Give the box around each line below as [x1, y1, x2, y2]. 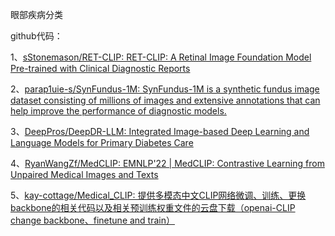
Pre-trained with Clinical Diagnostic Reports [10, 63, 191, 74]
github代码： [10, 30, 63, 42]
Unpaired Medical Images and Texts [10, 169, 159, 180]
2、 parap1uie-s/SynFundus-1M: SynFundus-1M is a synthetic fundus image [10, 83, 320, 95]
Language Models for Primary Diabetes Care [10, 137, 194, 148]
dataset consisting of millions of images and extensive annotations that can [10, 94, 321, 106]
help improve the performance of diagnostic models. [10, 105, 227, 117]
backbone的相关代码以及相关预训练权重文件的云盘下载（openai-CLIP [10, 202, 296, 213]
